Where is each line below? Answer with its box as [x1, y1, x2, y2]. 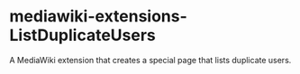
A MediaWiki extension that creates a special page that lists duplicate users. [9, 54, 292, 65]
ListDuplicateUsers [9, 25, 156, 45]
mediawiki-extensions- [9, 6, 187, 27]
